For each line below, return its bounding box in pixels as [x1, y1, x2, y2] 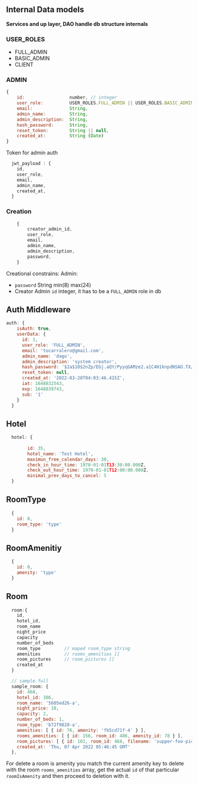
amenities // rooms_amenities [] [16, 651, 120, 657]
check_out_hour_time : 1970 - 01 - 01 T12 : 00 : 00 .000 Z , [27, 467, 149, 474]
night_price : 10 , [16, 705, 60, 711]
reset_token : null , [21, 370, 70, 376]
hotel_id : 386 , [16, 694, 54, 701]
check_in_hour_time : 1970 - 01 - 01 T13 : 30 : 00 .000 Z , [27, 462, 146, 468]
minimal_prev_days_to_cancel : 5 [27, 473, 107, 479]
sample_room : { [11, 684, 49, 689]
